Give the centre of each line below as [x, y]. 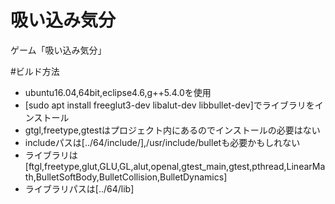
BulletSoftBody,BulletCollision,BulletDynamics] [131, 177]
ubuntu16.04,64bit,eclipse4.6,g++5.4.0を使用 [118, 92]
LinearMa [306, 166]
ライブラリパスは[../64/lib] [79, 188]
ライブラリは [51, 155]
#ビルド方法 [35, 71]
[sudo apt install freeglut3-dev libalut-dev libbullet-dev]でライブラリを [169, 105]
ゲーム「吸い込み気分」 [58, 50]
